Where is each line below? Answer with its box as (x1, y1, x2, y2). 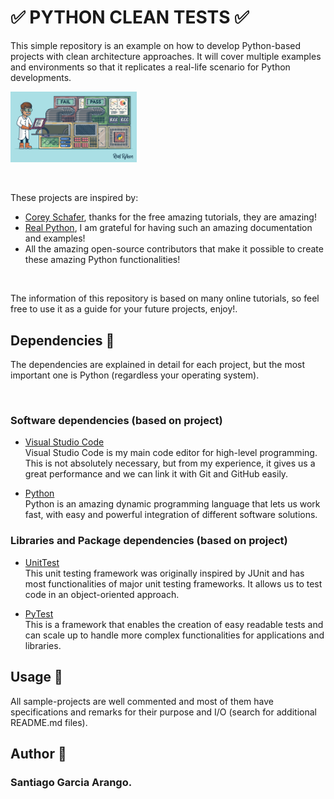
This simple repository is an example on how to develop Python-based (10, 39, 302, 51)
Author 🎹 (10, 745, 67, 762)
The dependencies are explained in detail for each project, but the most (10, 359, 306, 371)
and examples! (24, 232, 86, 245)
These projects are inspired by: (10, 192, 139, 204)
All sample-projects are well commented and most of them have (10, 695, 274, 707)
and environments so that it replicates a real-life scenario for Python (10, 61, 291, 73)
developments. (10, 71, 72, 83)
